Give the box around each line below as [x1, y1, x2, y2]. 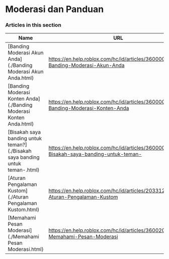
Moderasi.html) [8, 246, 44, 253]
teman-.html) [8, 166, 40, 173]
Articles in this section [5, 22, 61, 29]
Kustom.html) [8, 206, 39, 213]
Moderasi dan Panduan [5, 4, 104, 15]
